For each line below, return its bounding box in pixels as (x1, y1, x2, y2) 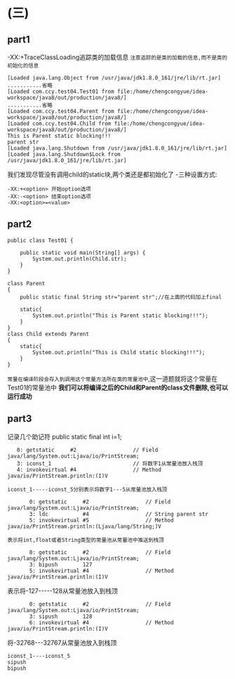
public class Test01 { (7, 237, 74, 244)
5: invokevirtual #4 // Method (29, 567, 174, 574)
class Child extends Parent (7, 330, 90, 337)
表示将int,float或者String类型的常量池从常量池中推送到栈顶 (7, 536, 165, 543)
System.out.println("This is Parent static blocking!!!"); (32, 312, 209, 319)
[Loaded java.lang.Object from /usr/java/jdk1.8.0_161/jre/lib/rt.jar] (7, 75, 221, 82)
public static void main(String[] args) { (20, 249, 146, 256)
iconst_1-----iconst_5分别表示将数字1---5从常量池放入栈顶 (7, 486, 168, 493)
